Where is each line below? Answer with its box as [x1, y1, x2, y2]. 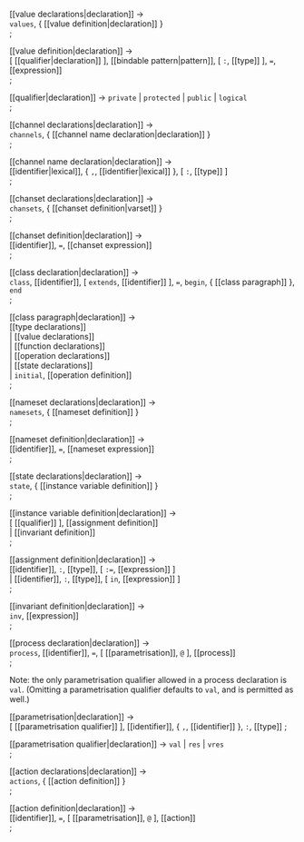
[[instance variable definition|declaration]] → [9, 508, 177, 518]
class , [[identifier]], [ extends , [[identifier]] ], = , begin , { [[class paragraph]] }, [9, 277, 295, 287]
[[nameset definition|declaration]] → [9, 434, 145, 444]
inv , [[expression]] [9, 610, 79, 621]
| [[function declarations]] [9, 341, 106, 352]
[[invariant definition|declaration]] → [9, 600, 145, 611]
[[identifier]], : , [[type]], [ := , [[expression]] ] [9, 564, 176, 574]
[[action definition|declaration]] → [9, 803, 136, 813]
